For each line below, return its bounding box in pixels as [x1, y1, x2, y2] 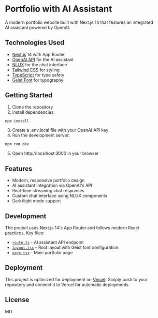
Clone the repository [12, 104, 53, 110]
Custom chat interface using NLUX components [12, 193, 108, 199]
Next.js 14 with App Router [12, 51, 65, 57]
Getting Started [5, 91, 53, 100]
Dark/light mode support [12, 198, 61, 204]
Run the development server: [12, 132, 70, 138]
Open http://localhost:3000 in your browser [12, 151, 99, 156]
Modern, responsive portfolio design [12, 178, 85, 183]
